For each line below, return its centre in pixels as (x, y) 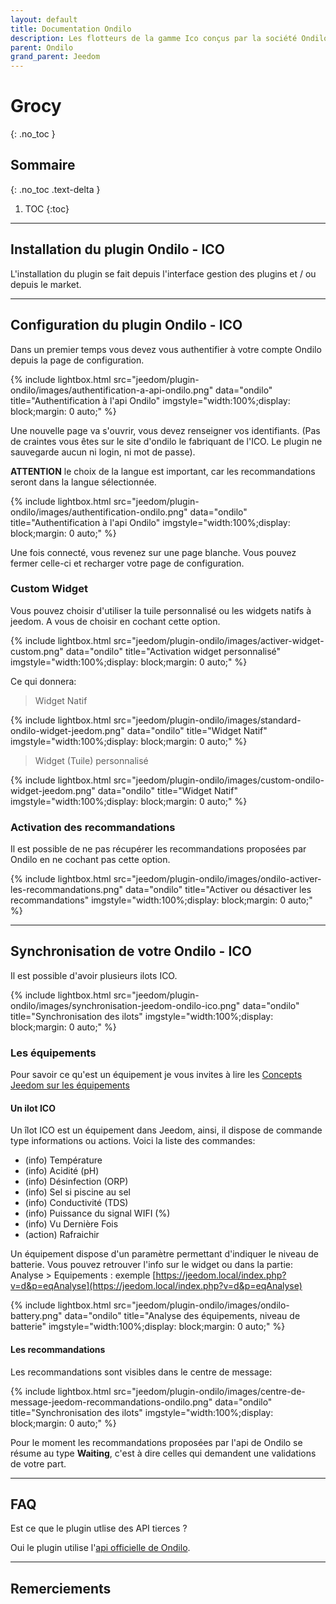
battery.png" (36, 1316)
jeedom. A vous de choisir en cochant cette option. (115, 621)
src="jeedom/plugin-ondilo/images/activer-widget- (219, 640)
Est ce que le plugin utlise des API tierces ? (99, 1528)
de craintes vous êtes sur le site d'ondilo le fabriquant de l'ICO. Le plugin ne (166, 441)
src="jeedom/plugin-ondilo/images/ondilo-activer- (217, 879)
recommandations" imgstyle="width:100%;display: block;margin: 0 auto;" (161, 900)
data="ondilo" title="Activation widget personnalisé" (173, 651)
